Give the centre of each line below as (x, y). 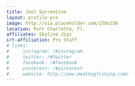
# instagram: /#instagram (45, 51)
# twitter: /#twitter (39, 57)
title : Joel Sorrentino (36, 12)
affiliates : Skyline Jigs (39, 35)
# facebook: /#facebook (42, 62)
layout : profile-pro (33, 18)
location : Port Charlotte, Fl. (46, 29)
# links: (17, 46)
